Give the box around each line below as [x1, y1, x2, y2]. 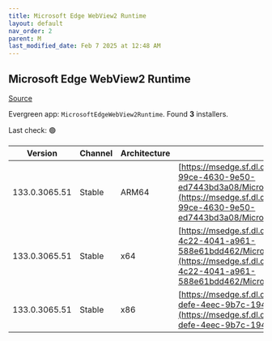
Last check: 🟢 [8, 125, 57, 134]
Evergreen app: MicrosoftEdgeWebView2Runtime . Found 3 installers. [8, 109, 229, 118]
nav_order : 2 [8, 27, 53, 35]
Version [27, 147, 58, 159]
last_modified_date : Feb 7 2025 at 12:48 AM [8, 42, 161, 50]
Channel [79, 147, 113, 159]
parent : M [8, 34, 42, 43]
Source [8, 93, 32, 103]
